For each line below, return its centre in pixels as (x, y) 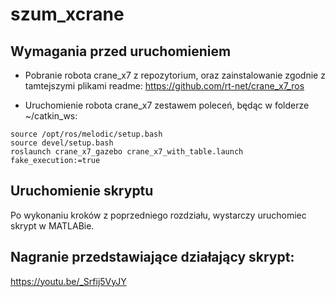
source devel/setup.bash (62, 143)
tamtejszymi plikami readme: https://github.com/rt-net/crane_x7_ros (164, 86)
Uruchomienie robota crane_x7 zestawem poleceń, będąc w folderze (167, 105)
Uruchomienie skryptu (82, 191)
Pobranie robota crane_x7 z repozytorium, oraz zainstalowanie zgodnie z (175, 75)
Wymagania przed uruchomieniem (121, 51)
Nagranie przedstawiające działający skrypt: (152, 257)
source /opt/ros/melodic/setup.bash (86, 134)
